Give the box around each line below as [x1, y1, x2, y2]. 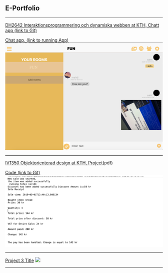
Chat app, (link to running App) [5, 37, 69, 43]
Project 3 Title [5, 257, 34, 263]
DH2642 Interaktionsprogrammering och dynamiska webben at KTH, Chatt [5, 22, 159, 28]
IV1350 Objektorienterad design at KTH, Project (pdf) [5, 160, 113, 166]
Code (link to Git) [5, 169, 40, 175]
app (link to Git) [5, 27, 37, 33]
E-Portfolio [5, 4, 40, 13]
